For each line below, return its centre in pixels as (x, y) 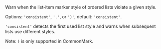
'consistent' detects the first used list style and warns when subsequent (80, 26)
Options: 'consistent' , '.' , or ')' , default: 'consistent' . (64, 17)
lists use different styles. (30, 31)
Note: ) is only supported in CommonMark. (49, 41)
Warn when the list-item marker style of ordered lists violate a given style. (81, 7)
